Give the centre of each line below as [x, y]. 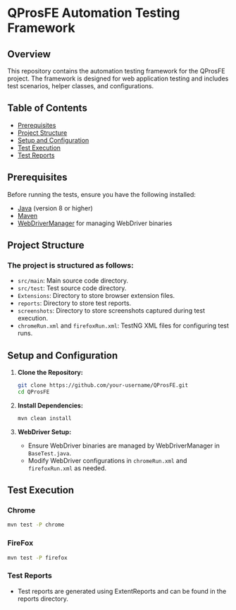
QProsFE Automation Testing [94, 13]
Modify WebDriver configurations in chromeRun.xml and [107, 460]
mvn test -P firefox [38, 558]
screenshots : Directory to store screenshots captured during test [111, 311]
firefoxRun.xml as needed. [67, 468]
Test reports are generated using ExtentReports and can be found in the [122, 591]
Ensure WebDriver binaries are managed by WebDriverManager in [124, 445]
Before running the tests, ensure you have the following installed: [101, 194]
